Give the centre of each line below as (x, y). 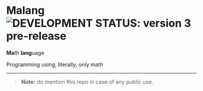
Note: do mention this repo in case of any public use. (87, 81)
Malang (26, 11)
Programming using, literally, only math (55, 64)
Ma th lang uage (25, 52)
